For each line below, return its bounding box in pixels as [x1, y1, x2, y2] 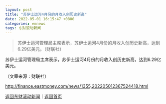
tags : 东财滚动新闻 [5, 26, 41, 31]
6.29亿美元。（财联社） [17, 46, 64, 52]
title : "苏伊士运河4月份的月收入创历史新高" [5, 12, 87, 17]
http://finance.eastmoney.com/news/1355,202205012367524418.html [5, 83, 149, 89]
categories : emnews [5, 21, 46, 26]
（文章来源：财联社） [5, 73, 49, 79]
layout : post [5, 7, 32, 12]
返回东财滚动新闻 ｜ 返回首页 [5, 94, 62, 100]
